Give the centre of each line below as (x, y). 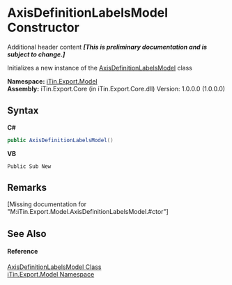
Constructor (44, 28)
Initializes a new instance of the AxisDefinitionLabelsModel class (100, 68)
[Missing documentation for (47, 204)
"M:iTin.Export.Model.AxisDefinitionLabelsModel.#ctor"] (88, 212)
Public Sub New (29, 166)
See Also (27, 234)
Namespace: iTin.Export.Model (52, 81)
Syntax (23, 110)
